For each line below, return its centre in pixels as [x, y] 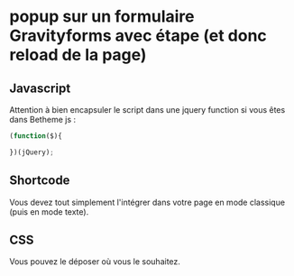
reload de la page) [78, 55]
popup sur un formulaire [102, 17]
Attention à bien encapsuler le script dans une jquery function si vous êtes [147, 110]
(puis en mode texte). [49, 212]
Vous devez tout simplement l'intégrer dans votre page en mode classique [147, 202]
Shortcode [40, 181]
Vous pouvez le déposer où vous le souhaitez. [95, 262]
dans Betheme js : [43, 120]
